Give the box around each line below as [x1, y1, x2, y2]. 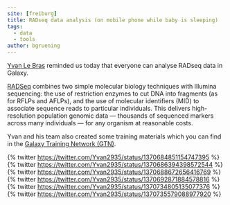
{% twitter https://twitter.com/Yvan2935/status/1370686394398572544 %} [7, 161, 224, 168]
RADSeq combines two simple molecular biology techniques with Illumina [7, 82, 217, 90]
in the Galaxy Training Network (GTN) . [7, 140, 116, 148]
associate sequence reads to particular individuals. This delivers [7, 105, 191, 112]
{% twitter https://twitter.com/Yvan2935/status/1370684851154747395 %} [7, 153, 220, 161]
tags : [7, 23, 23, 30]
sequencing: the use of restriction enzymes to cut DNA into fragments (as [7, 89, 218, 98]
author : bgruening [7, 42, 60, 49]
